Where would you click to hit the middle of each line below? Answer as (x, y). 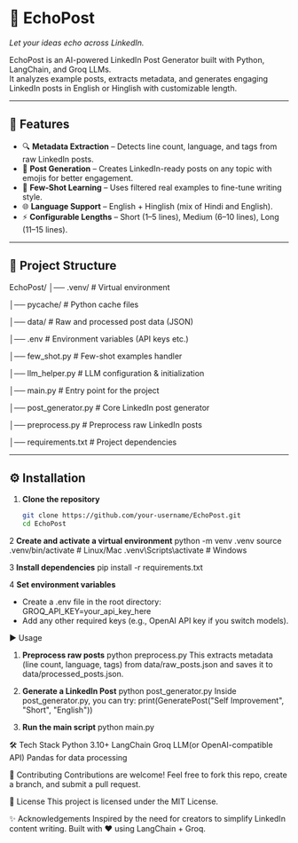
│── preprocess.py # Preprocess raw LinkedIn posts (106, 424)
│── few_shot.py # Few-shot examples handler (96, 356)
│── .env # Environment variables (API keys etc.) (99, 339)
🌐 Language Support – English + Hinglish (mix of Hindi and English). (147, 206)
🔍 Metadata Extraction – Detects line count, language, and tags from (149, 146)
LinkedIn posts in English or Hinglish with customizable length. (123, 88)
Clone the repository (61, 500)
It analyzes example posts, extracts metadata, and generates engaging (139, 78)
